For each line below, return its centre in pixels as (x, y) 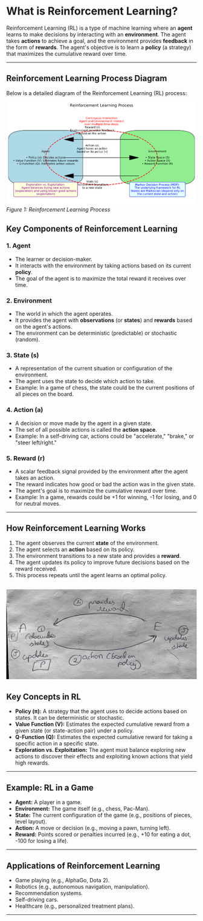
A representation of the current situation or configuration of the (94, 369)
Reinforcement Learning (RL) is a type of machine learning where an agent (99, 28)
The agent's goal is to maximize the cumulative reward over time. (96, 491)
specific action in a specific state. (57, 743)
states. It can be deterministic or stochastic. (69, 718)
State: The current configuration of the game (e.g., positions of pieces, (103, 815)
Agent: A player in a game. (49, 802)
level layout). (31, 822)
